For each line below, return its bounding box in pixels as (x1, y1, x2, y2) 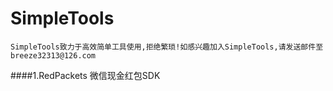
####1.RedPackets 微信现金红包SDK (10, 69, 161, 81)
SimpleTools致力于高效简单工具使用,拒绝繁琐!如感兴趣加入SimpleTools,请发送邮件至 (10, 42, 324, 52)
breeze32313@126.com (10, 50, 97, 61)
